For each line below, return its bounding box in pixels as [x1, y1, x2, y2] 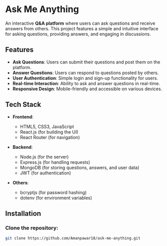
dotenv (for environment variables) [20, 195, 92, 201]
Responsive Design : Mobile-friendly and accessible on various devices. [12, 86, 162, 92]
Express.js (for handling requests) [20, 159, 91, 165]
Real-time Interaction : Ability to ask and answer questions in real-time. [12, 80, 160, 86]
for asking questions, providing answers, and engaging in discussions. [5, 31, 151, 37]
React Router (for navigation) [20, 134, 80, 140]
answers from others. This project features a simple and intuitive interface [5, 25, 158, 31]
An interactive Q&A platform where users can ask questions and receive [5, 20, 155, 26]
